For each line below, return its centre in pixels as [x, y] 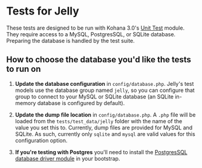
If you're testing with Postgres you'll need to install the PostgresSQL [101, 152]
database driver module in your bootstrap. [67, 158]
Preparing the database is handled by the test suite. [70, 40]
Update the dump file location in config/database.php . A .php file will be [105, 115]
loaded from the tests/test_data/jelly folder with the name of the [99, 121]
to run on [24, 69]
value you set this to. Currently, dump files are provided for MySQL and [104, 128]
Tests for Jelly [43, 11]
